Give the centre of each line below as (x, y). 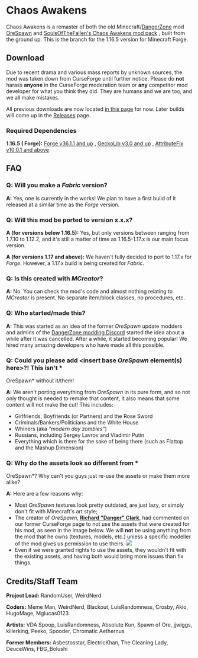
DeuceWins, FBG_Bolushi (37, 649)
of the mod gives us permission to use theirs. (70, 544)
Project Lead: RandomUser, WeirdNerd (54, 596)
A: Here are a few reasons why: (45, 494)
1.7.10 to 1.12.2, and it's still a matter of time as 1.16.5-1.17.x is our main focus (97, 239)
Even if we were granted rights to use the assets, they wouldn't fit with (100, 550)
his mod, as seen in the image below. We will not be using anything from (103, 531)
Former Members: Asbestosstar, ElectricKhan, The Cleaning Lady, (87, 643)
